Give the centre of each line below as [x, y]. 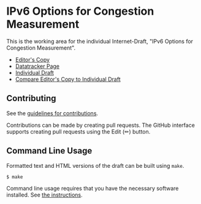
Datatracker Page [37, 66]
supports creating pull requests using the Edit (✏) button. [78, 131]
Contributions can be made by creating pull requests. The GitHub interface [100, 125]
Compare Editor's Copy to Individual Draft [68, 79]
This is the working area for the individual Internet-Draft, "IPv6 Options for [100, 41]
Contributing [31, 98]
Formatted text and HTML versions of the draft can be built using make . [95, 165]
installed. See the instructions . [44, 195]
